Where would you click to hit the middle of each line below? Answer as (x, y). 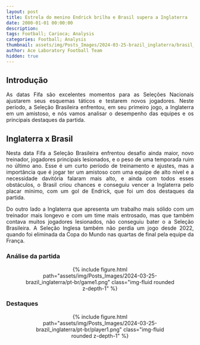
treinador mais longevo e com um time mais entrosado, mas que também (100, 215)
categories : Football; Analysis (46, 39)
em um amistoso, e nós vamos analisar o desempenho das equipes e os (100, 113)
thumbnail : (20, 45)
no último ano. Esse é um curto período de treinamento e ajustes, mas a (100, 166)
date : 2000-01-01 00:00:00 (40, 23)
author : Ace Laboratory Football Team (54, 51)
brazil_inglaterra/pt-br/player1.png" (79, 329)
